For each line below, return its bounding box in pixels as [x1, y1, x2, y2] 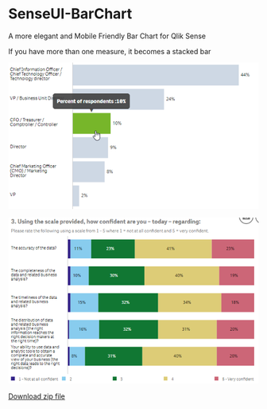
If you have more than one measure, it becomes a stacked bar [8, 46, 211, 56]
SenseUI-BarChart [8, 5, 133, 23]
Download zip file [8, 391, 66, 401]
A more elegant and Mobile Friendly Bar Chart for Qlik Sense [8, 31, 207, 41]
